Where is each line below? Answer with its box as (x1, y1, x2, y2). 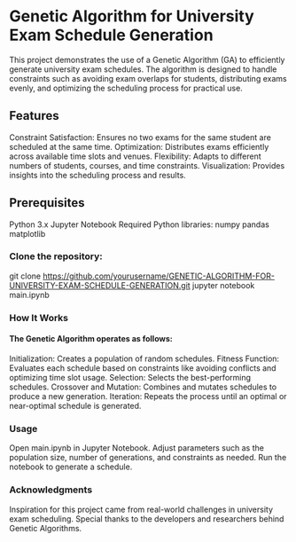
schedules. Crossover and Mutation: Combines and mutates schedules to (9, 381, 277, 392)
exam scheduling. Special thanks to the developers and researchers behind (9, 513, 284, 524)
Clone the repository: (9, 250, 104, 263)
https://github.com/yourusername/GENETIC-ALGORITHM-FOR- (43, 271, 275, 281)
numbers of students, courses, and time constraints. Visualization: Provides (9, 160, 285, 170)
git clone (9, 271, 42, 281)
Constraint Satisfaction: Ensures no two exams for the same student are (9, 131, 272, 143)
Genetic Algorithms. (9, 522, 82, 533)
